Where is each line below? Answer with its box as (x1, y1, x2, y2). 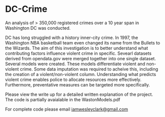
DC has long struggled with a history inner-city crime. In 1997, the (5, 35, 138, 40)
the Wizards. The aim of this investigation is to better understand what (5, 45, 148, 51)
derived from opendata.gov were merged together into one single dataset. (5, 55, 156, 61)
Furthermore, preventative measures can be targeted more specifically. (5, 81, 150, 87)
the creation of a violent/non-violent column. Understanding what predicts (5, 71, 157, 77)
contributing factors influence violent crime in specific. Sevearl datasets (5, 50, 152, 56)
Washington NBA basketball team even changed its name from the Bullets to (5, 39, 161, 45)
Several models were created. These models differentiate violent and (5, 61, 146, 67)
